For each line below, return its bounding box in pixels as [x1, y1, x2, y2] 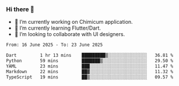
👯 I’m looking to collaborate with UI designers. [14, 31, 125, 38]
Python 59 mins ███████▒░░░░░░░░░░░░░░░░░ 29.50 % [6, 58, 174, 64]
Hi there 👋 [6, 5, 35, 13]
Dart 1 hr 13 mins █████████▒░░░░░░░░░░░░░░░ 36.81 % [6, 52, 174, 59]
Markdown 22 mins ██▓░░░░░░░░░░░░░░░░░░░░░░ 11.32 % [6, 69, 174, 74]
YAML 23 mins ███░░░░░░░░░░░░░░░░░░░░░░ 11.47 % [6, 63, 174, 69]
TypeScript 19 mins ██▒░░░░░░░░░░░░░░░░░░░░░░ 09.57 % [6, 74, 174, 80]
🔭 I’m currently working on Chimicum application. [14, 19, 133, 26]
